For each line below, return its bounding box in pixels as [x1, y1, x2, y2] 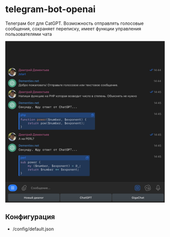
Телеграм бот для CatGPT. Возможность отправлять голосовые [5, 20, 144, 26]
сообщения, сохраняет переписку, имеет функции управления [5, 25, 142, 31]
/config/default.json [12, 226, 54, 232]
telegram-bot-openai [5, 4, 96, 15]
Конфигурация [5, 212, 55, 221]
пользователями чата [5, 31, 52, 37]
